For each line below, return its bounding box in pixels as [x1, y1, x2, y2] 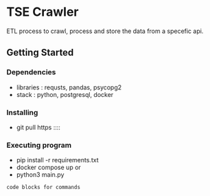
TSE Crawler [6, 4, 79, 20]
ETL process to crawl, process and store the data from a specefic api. [6, 27, 204, 35]
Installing [6, 107, 38, 117]
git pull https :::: [16, 123, 61, 131]
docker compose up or [16, 163, 82, 172]
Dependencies [6, 67, 56, 77]
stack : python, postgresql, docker [16, 90, 114, 98]
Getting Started [6, 47, 74, 58]
